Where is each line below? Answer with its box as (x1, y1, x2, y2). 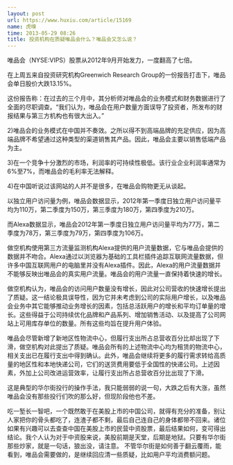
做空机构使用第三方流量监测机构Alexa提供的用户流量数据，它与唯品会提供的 (7, 244, 224, 252)
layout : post (7, 10, 45, 17)
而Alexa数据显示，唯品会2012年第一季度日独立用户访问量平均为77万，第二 (7, 220, 221, 229)
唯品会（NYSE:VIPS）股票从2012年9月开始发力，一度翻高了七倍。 (7, 56, 196, 65)
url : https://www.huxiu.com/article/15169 (7, 17, 132, 24)
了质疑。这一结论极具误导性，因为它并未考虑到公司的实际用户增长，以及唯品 (7, 293, 226, 302)
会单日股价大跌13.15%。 (7, 79, 76, 88)
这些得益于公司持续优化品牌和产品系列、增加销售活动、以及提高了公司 (19, 311, 220, 319)
